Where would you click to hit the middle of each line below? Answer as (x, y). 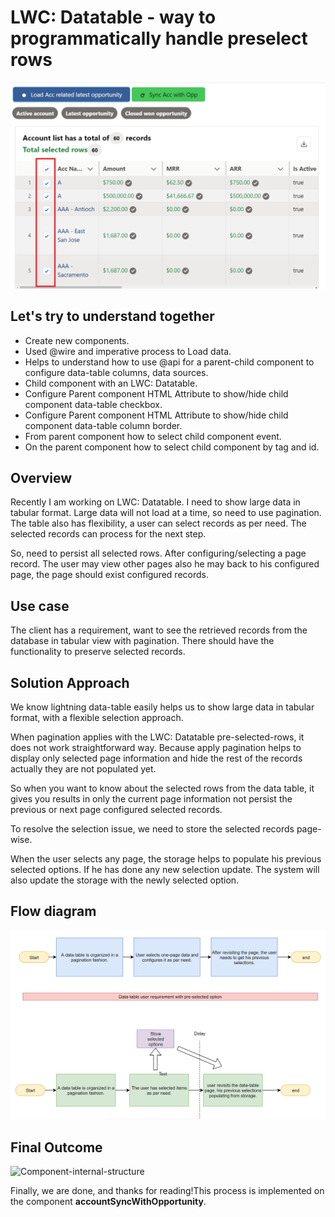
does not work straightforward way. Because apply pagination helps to (156, 747)
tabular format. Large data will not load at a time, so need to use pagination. (166, 513)
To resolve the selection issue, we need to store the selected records (152, 828)
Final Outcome (56, 1147)
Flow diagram (53, 911)
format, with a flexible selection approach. (97, 717)
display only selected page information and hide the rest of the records (156, 758)
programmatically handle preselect (159, 38)
